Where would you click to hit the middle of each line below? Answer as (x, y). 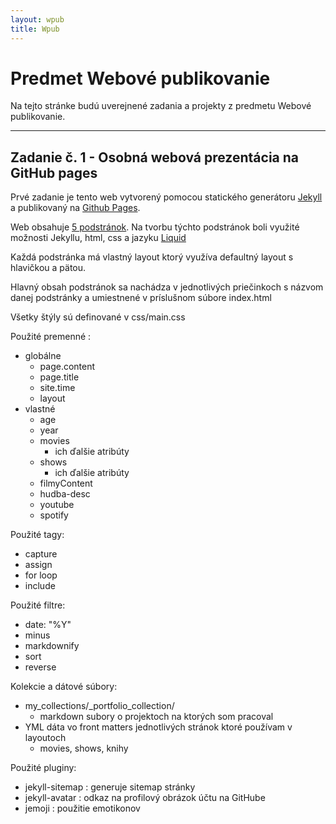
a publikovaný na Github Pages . (75, 208)
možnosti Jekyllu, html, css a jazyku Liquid (98, 238)
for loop (41, 575)
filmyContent (66, 483)
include (40, 586)
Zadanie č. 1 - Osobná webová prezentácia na (155, 157)
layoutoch (45, 738)
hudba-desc (65, 494)
